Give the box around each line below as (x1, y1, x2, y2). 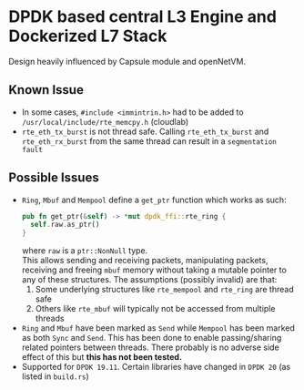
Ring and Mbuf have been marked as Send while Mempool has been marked (21, 323, 295, 334)
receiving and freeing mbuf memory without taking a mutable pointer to (21, 264, 288, 275)
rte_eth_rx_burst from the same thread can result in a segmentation (21, 135, 277, 147)
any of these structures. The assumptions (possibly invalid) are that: (21, 274, 278, 285)
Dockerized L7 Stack (8, 26, 167, 46)
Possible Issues (8, 170, 99, 186)
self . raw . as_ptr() (30, 221, 100, 230)
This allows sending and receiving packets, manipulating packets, (21, 255, 269, 266)
